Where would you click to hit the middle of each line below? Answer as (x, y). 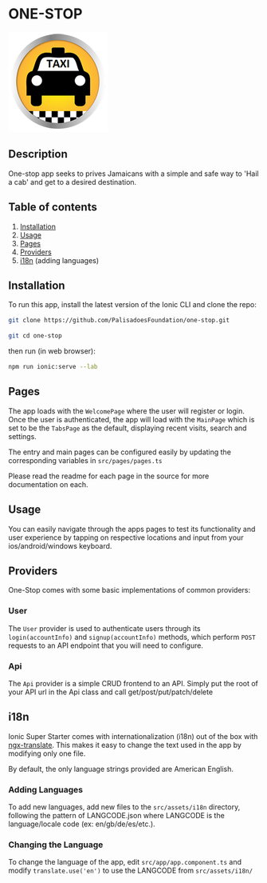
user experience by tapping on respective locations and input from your (126, 537)
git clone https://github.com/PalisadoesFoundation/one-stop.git (119, 321)
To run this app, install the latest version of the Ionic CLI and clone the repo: (133, 305)
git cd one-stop (35, 336)
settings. (23, 436)
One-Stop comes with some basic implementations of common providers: (130, 590)
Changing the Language (56, 845)
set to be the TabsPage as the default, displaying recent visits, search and (128, 428)
